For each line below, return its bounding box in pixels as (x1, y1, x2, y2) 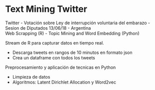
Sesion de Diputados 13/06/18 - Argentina (5, 25, 91, 31)
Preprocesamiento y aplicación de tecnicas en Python (5, 64, 116, 70)
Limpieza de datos (12, 74, 51, 80)
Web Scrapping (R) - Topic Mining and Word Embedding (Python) (5, 30, 140, 36)
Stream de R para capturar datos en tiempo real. (5, 40, 104, 45)
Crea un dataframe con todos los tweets (12, 54, 96, 60)
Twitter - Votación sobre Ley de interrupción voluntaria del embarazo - (5, 20, 151, 26)
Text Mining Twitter (5, 3, 87, 15)
